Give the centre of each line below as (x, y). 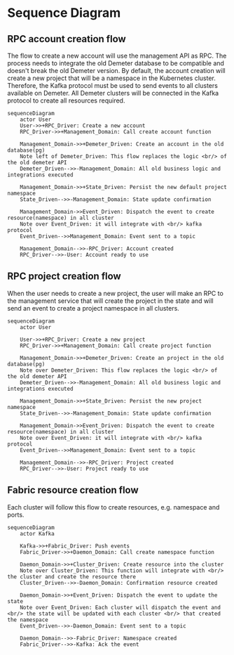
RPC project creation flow (64, 277)
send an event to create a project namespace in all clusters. (94, 308)
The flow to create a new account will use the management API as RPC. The (117, 56)
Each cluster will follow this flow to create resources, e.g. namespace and (113, 507)
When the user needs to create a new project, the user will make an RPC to (116, 293)
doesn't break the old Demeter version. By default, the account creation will (116, 71)
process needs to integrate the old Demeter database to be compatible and (116, 63)
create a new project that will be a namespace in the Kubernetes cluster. (111, 78)
